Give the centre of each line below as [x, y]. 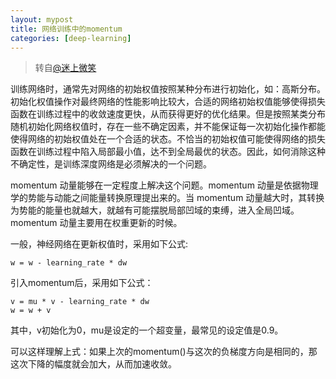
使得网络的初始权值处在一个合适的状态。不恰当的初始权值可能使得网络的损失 [168, 139]
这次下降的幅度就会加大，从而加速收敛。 [93, 364]
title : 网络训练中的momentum [66, 29]
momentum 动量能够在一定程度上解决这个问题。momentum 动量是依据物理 [164, 185]
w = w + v [31, 311]
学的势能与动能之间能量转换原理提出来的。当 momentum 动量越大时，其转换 [167, 198]
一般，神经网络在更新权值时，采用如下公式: [99, 244]
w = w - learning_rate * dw [69, 263]
